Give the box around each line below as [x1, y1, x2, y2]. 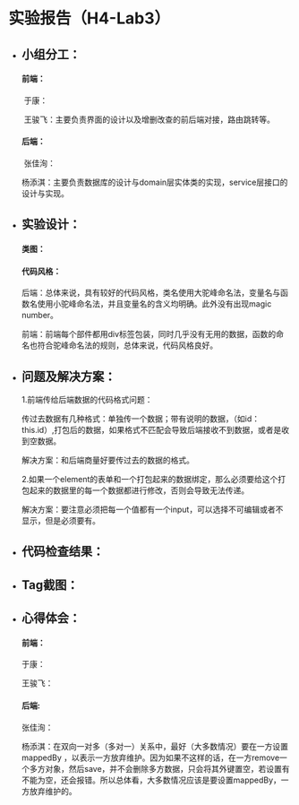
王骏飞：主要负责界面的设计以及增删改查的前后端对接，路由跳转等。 [23, 114, 275, 125]
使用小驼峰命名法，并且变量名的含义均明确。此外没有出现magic [37, 299, 272, 309]
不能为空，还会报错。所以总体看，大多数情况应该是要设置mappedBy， [21, 775, 281, 785]
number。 [21, 310, 59, 321]
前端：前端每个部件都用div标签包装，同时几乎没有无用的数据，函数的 [21, 329, 277, 340]
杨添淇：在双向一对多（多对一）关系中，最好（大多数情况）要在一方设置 [21, 740, 288, 751]
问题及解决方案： [21, 368, 116, 384]
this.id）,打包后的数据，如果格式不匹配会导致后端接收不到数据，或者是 [21, 424, 282, 435]
